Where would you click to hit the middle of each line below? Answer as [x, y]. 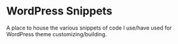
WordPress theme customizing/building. [56, 34]
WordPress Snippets [59, 11]
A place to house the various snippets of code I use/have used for [89, 28]
